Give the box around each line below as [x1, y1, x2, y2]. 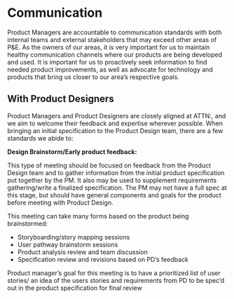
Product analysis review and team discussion [17, 247, 149, 256]
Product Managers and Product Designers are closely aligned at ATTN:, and [7, 111, 226, 120]
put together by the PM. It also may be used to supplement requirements [7, 176, 217, 184]
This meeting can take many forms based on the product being [7, 211, 189, 220]
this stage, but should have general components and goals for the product [7, 190, 222, 199]
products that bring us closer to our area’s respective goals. [7, 72, 180, 81]
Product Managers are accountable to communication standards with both [7, 28, 222, 36]
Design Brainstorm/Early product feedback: [7, 147, 137, 155]
